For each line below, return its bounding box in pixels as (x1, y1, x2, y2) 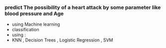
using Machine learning (11, 21, 60, 27)
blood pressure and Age (4, 10, 64, 17)
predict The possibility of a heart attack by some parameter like (4, 4, 161, 11)
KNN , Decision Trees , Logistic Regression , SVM (11, 37, 113, 43)
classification (11, 27, 39, 33)
